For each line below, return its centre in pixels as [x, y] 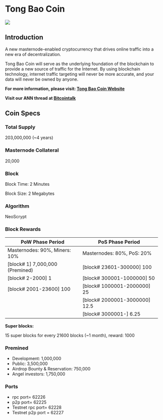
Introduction [24, 37]
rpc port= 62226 [29, 397]
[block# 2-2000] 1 [30, 278]
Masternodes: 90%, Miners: [39, 250]
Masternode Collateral [32, 150]
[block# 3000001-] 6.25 [111, 314]
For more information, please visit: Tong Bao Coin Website [65, 88]
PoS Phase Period [119, 242]
